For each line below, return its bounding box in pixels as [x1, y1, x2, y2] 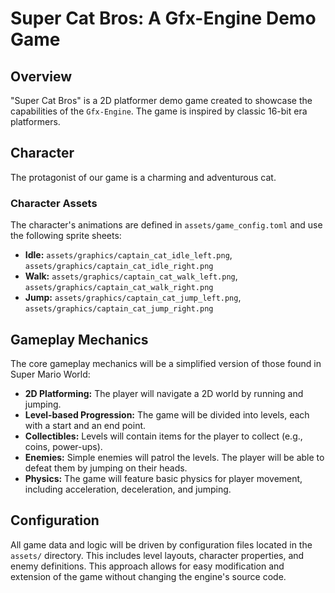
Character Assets [10, 196, 98, 210]
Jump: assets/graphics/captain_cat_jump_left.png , [24, 292, 242, 304]
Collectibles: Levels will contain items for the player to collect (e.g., [24, 430, 303, 442]
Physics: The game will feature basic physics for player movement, [24, 472, 303, 484]
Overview [10, 68, 73, 85]
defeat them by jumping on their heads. [24, 462, 188, 474]
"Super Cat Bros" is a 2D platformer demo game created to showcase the [10, 95, 313, 106]
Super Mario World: [10, 368, 91, 380]
